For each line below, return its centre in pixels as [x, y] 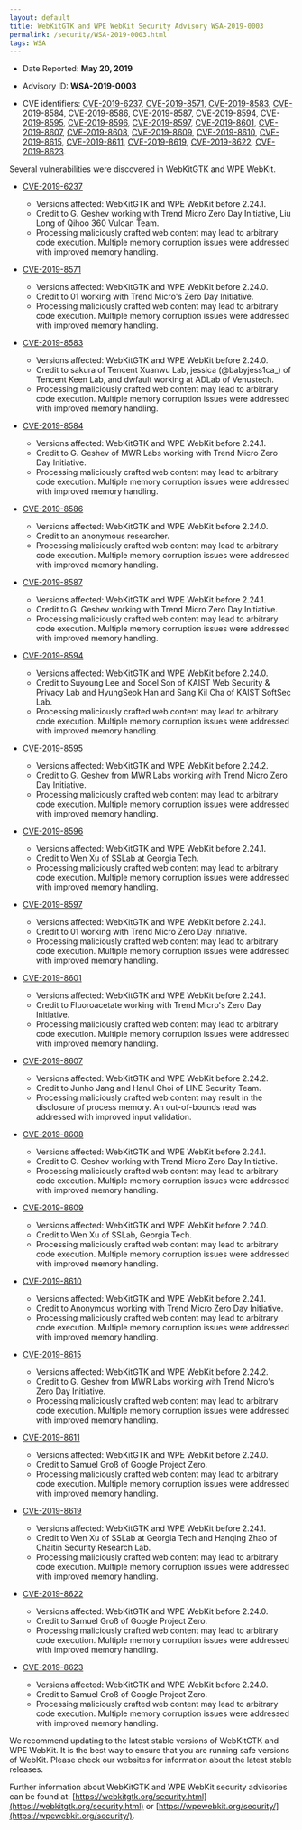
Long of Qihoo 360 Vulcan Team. [97, 223]
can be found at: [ [42, 1797]
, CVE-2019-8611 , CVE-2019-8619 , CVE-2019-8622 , [158, 142]
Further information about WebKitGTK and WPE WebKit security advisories [148, 1787]
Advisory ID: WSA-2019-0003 [79, 86]
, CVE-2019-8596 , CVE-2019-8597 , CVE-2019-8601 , [160, 123]
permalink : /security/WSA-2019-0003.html [88, 34]
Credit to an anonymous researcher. [102, 536]
